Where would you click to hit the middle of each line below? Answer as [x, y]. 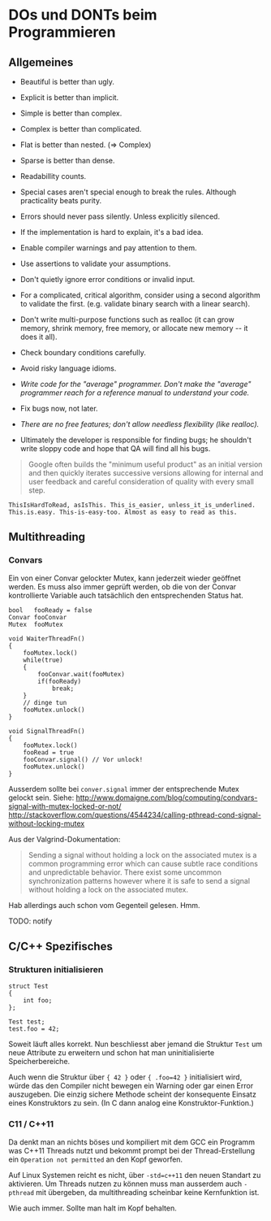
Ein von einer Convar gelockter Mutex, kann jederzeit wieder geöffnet [125, 578]
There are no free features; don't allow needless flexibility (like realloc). [140, 424]
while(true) [43, 660]
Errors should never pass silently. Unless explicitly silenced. [120, 216]
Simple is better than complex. [71, 113]
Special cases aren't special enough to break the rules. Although [128, 192]
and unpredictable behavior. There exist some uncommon [125, 872]
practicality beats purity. [61, 200]
